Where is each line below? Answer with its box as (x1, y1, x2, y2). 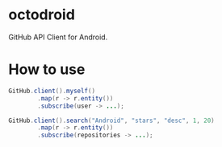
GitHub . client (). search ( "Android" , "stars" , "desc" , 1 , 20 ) (8, 116, 216, 125)
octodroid (8, 6, 75, 24)
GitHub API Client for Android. (8, 32, 108, 42)
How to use (8, 60, 86, 79)
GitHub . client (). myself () (8, 87, 95, 95)
